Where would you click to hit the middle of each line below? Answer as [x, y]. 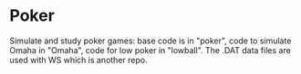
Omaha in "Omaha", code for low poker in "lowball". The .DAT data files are [150, 50]
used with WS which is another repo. [78, 60]
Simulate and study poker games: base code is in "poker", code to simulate [150, 41]
